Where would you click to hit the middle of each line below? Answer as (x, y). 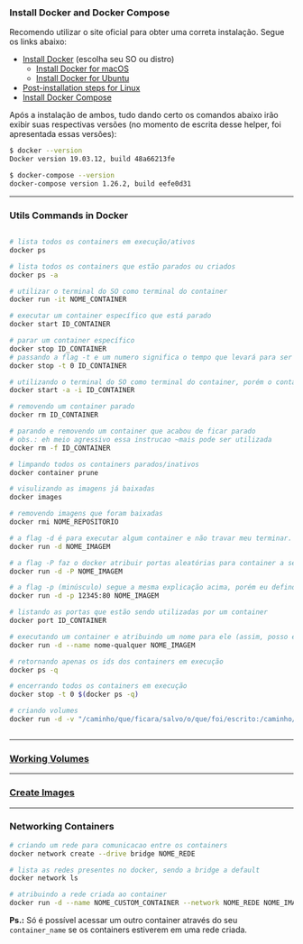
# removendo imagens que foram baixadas (87, 514)
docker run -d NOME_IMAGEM (60, 546)
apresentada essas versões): (63, 134)
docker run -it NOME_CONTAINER (68, 299)
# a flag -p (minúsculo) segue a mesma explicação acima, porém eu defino (153, 588)
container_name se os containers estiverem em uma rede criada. (129, 930)
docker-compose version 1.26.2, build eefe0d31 (101, 183)
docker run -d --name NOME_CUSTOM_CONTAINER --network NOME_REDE (134, 903)
